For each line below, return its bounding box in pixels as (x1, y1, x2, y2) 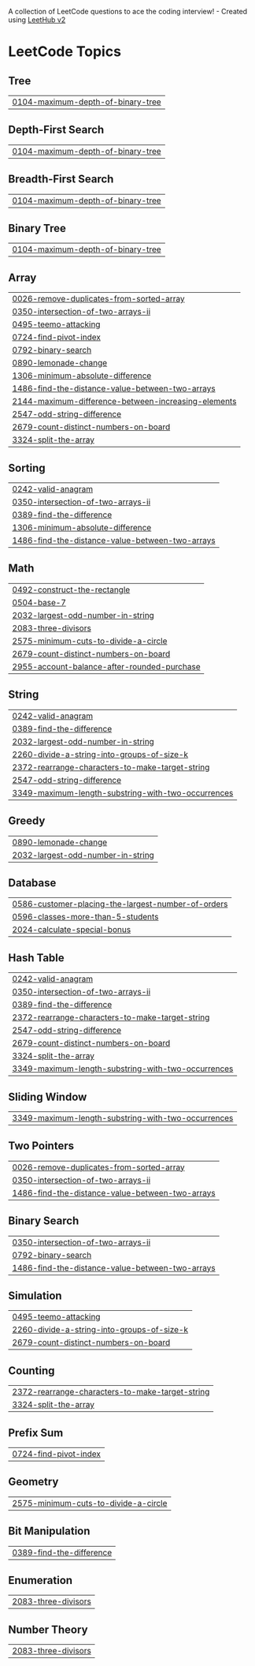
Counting (8, 1364, 55, 1377)
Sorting (8, 461, 46, 474)
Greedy (8, 814, 46, 828)
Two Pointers (8, 1140, 75, 1153)
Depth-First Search (8, 123, 105, 137)
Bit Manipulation (8, 1525, 91, 1538)
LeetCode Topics (8, 43, 122, 61)
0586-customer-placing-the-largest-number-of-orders (12, 899, 228, 910)
